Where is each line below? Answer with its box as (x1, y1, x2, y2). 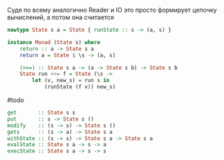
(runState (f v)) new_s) (44, 83, 116, 90)
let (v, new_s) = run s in (32, 77, 110, 84)
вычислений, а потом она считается (7, 13, 114, 21)
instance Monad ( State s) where (7, 39, 100, 46)
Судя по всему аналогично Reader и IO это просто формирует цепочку (7, 6, 217, 14)
